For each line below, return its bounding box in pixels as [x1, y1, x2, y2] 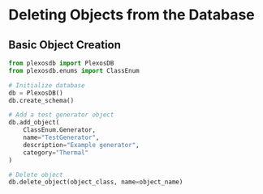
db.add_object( [8, 119, 60, 127]
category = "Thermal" [23, 148, 89, 157]
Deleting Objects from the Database [8, 6, 256, 24]
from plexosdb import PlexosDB [8, 59, 114, 67]
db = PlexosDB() [8, 89, 63, 97]
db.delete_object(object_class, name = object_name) [8, 178, 183, 187]
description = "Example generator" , [23, 141, 140, 149]
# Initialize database [8, 81, 85, 90]
